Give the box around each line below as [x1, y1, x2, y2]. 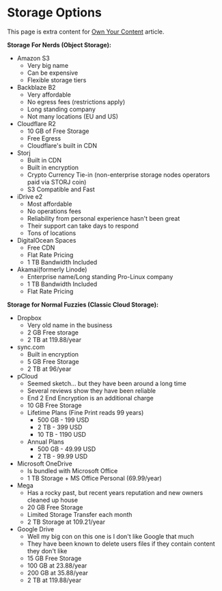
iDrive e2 [16, 192, 43, 200]
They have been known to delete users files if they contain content [27, 540, 215, 548]
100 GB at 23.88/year [27, 561, 87, 570]
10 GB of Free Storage [27, 127, 89, 135]
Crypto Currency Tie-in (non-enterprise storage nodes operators [27, 170, 210, 179]
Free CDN [27, 243, 55, 252]
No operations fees [27, 207, 82, 215]
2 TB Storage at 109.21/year [27, 518, 106, 526]
